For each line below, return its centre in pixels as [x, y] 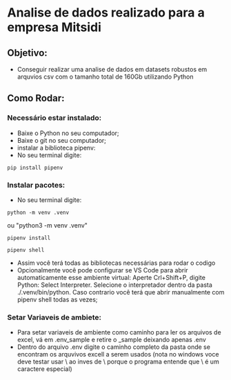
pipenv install [29, 238]
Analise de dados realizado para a [106, 13]
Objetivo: [28, 53]
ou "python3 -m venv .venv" [48, 225]
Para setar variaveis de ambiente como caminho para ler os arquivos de [119, 332]
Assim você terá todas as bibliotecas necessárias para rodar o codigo [116, 263]
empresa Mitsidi [54, 27]
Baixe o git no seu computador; [62, 140]
